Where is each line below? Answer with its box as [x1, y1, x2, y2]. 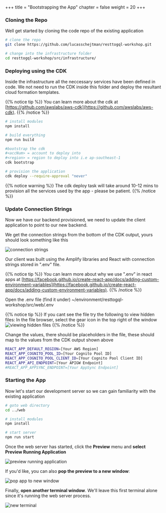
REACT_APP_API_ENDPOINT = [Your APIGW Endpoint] [5, 360, 103, 366]
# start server [5, 430, 37, 435]
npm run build [5, 137, 35, 142]
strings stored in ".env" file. [5, 262, 61, 268]
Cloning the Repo [5, 16, 48, 23]
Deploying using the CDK [5, 67, 67, 74]
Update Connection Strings [5, 206, 72, 213]
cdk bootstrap [5, 160, 35, 165]
